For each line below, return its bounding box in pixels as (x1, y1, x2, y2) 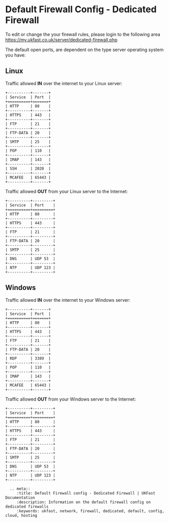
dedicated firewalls (5, 504, 49, 509)
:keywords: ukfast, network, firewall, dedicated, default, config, (16, 508, 165, 513)
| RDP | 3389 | (5, 356, 51, 361)
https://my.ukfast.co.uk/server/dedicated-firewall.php (5, 37, 118, 43)
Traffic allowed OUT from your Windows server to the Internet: (5, 396, 136, 402)
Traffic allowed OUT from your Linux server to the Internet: (5, 188, 128, 194)
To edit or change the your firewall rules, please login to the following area (5, 31, 161, 37)
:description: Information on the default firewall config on (16, 500, 151, 505)
